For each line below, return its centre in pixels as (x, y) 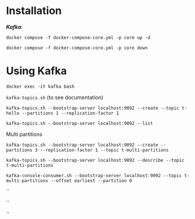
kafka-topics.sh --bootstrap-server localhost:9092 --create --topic (93, 108)
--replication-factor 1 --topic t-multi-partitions (104, 150)
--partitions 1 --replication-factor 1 (70, 113)
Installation (34, 11)
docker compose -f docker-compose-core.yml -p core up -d (78, 37)
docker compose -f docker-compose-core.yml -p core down (77, 48)
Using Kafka (37, 71)
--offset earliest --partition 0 (91, 180)
